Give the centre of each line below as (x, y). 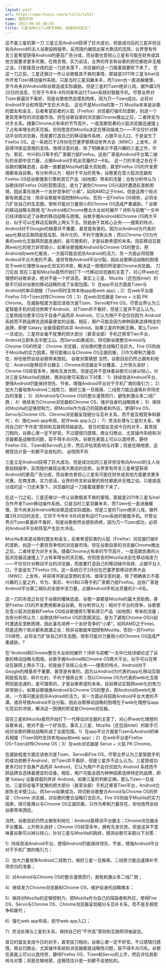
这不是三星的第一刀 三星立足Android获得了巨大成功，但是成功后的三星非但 (81, 43)
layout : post (19, 10)
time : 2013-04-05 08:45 (30, 24)
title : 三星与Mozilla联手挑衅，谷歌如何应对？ (48, 28)
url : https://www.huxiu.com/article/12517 (49, 14)
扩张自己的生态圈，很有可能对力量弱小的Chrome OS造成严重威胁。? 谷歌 (83, 204)
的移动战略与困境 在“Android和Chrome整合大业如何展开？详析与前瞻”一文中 (82, 210)
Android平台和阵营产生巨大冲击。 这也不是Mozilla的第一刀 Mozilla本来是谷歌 (83, 105)
